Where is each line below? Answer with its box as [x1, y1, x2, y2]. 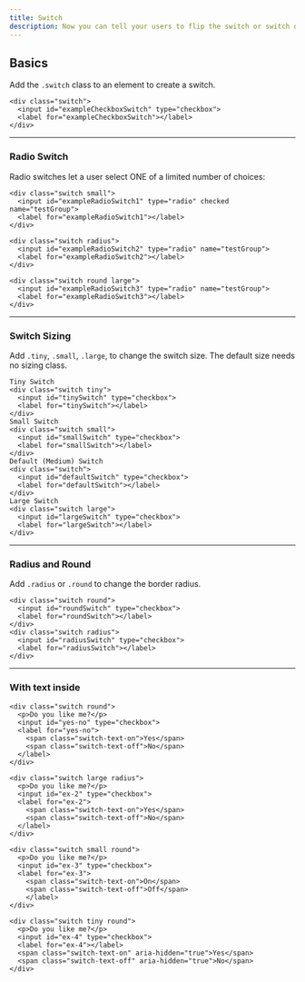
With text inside [9, 681, 81, 694]
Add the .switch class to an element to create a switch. [9, 79, 216, 91]
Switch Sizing [9, 329, 72, 342]
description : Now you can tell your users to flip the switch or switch [9, 22, 290, 31]
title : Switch [9, 13, 64, 23]
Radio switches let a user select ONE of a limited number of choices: [9, 171, 266, 182]
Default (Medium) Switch [9, 456, 103, 466]
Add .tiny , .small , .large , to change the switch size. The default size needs [9, 350, 295, 361]
